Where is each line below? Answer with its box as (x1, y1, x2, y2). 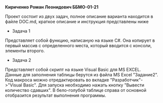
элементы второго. (5, 48, 45, 53)
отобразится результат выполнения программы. (5, 92, 106, 98)
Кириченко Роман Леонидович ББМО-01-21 (5, 4, 99, 10)
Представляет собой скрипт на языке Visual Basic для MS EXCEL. (5, 67, 141, 72)
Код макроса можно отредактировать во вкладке (5, 77, 109, 83)
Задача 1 (12, 28, 31, 34)
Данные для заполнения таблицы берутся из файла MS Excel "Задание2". (5, 72, 158, 77)
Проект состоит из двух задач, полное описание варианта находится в (5, 14, 153, 19)
